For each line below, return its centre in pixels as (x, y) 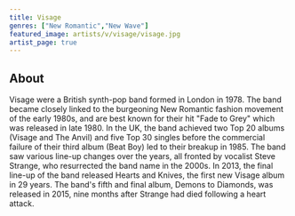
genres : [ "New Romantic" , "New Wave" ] (79, 26)
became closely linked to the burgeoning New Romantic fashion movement (147, 109)
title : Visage (36, 17)
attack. (22, 204)
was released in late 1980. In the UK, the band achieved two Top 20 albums (147, 128)
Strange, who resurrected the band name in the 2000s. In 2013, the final (141, 166)
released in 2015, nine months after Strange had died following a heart (138, 194)
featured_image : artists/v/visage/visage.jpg (95, 34)
